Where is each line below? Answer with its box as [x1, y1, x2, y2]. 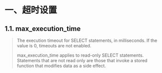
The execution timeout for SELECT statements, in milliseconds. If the [16, 37, 158, 43]
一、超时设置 [4, 4, 58, 16]
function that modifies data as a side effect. [16, 63, 106, 69]
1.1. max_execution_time [4, 24, 81, 33]
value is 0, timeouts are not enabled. [16, 43, 91, 48]
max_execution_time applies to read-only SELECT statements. [16, 52, 144, 58]
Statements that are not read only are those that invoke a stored [16, 58, 148, 63]
